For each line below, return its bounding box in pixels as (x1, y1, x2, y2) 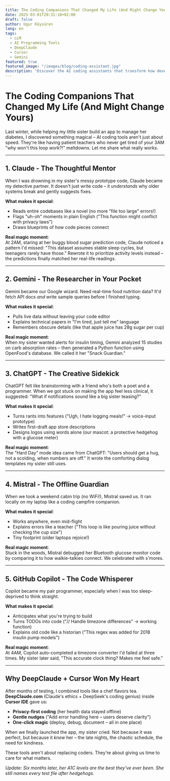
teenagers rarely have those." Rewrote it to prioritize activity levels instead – (5, 250, 163, 256)
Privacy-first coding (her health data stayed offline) (12, 708, 121, 714)
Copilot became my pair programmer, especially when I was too (5, 588, 138, 594)
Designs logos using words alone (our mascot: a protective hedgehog (12, 429, 158, 435)
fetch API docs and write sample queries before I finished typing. (5, 294, 141, 300)
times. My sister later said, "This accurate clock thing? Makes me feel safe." (5, 655, 163, 661)
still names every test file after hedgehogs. (5, 770, 95, 776)
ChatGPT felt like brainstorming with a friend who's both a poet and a (5, 383, 150, 389)
